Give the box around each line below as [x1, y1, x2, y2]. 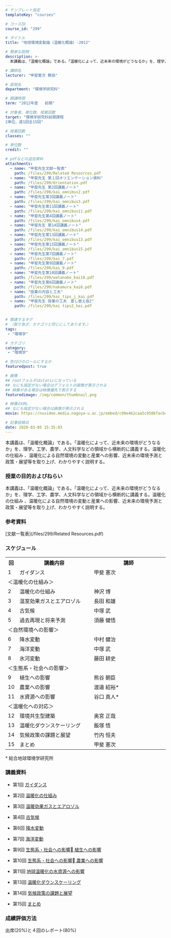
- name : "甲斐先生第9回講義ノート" [10, 261, 77, 266]
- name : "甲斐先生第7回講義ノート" [10, 251, 77, 257]
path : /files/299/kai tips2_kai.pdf [14, 303, 93, 309]
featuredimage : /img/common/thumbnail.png [5, 392, 97, 397]
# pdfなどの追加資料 [5, 157, 44, 162]
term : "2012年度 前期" [5, 100, 55, 106]
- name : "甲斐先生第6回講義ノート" [10, 280, 77, 285]
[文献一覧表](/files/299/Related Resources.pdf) [5, 531, 104, 537]
